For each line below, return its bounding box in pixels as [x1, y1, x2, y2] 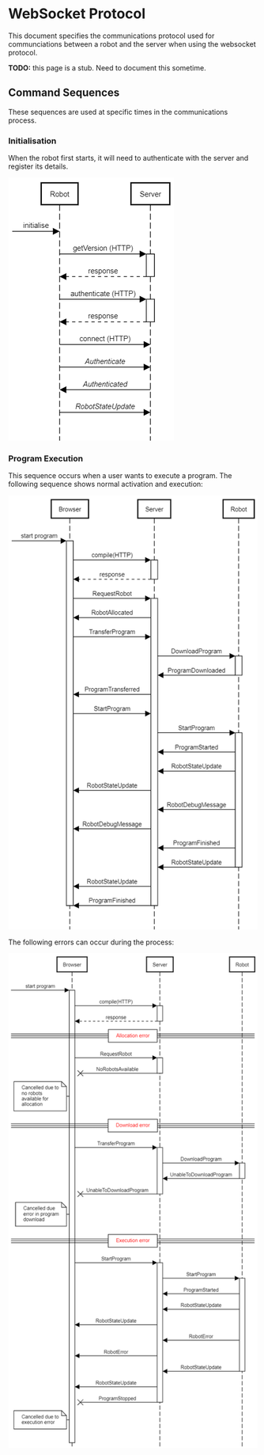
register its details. [8, 161, 69, 171]
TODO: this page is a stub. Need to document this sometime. [8, 63, 207, 72]
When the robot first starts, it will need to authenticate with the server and [8, 154, 249, 163]
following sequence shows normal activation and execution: [8, 480, 203, 489]
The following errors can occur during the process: [8, 937, 175, 947]
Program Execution [8, 453, 84, 464]
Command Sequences [8, 86, 120, 100]
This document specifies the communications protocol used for [8, 31, 215, 40]
